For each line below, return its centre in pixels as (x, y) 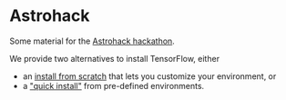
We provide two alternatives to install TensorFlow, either (115, 58)
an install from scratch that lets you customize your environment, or (149, 76)
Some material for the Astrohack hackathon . (92, 41)
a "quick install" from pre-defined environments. (113, 85)
